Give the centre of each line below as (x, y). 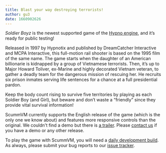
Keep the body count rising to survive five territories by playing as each (79, 94)
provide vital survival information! (39, 105)
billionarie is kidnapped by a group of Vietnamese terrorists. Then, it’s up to (82, 64)
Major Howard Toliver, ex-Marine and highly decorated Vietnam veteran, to (82, 69)
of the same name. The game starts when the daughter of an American (78, 59)
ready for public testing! (30, 38)
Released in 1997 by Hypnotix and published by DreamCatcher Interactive (81, 48)
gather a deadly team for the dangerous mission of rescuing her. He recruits (83, 75)
